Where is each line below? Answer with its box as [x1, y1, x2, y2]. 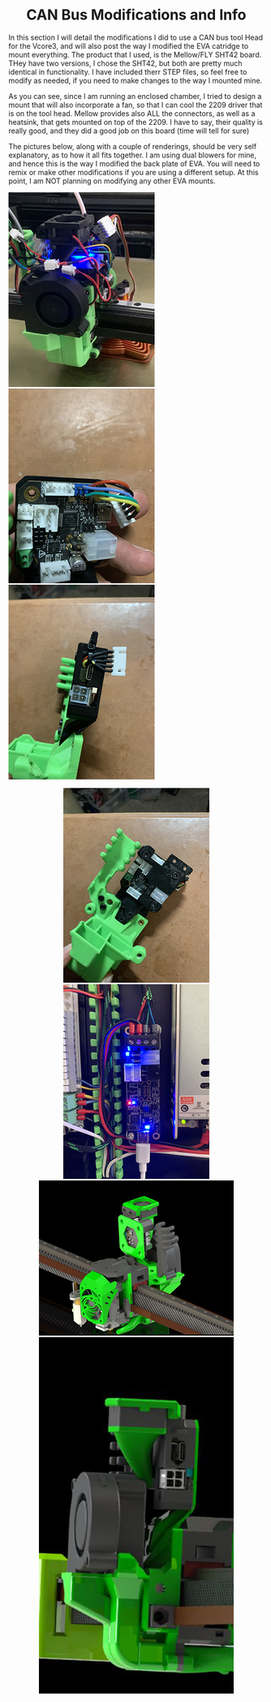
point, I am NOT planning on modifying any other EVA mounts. [8, 176, 216, 186]
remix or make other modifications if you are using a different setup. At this [8, 167, 259, 177]
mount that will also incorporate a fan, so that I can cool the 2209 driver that [8, 100, 263, 110]
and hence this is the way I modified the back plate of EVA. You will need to [8, 158, 260, 168]
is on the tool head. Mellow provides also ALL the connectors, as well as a [8, 108, 256, 118]
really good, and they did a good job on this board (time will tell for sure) [8, 126, 250, 135]
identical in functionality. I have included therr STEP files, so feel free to [8, 67, 247, 76]
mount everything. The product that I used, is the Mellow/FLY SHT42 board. [8, 49, 262, 59]
